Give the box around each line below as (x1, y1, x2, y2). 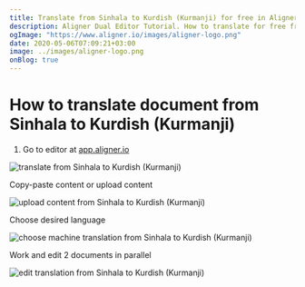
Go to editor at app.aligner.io (22, 143, 130, 154)
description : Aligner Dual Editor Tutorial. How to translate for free (9, 22, 286, 31)
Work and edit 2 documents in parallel (9, 249, 152, 260)
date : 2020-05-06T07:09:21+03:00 (9, 38, 136, 48)
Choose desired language (9, 214, 106, 225)
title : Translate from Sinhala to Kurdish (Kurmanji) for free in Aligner (9, 13, 299, 23)
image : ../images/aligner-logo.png (9, 47, 144, 56)
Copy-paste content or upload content (9, 179, 153, 190)
